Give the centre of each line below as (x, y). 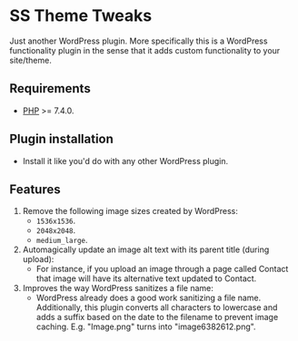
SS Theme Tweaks (81, 16)
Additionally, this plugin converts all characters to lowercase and (157, 307)
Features (35, 189)
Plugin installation (61, 139)
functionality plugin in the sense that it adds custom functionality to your (145, 50)
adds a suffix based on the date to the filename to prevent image (157, 317)
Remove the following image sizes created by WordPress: (130, 211)
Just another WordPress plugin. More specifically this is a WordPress (139, 41)
